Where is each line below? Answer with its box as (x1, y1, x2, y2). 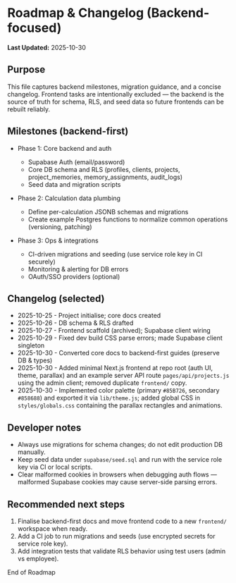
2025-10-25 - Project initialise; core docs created (17, 312, 161, 320)
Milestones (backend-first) (7, 125, 129, 137)
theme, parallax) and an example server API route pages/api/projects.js (17, 372, 230, 380)
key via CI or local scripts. (17, 463, 93, 472)
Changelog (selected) (7, 293, 105, 305)
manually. (17, 448, 46, 456)
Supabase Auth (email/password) (27, 157, 125, 166)
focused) (7, 20, 62, 36)
